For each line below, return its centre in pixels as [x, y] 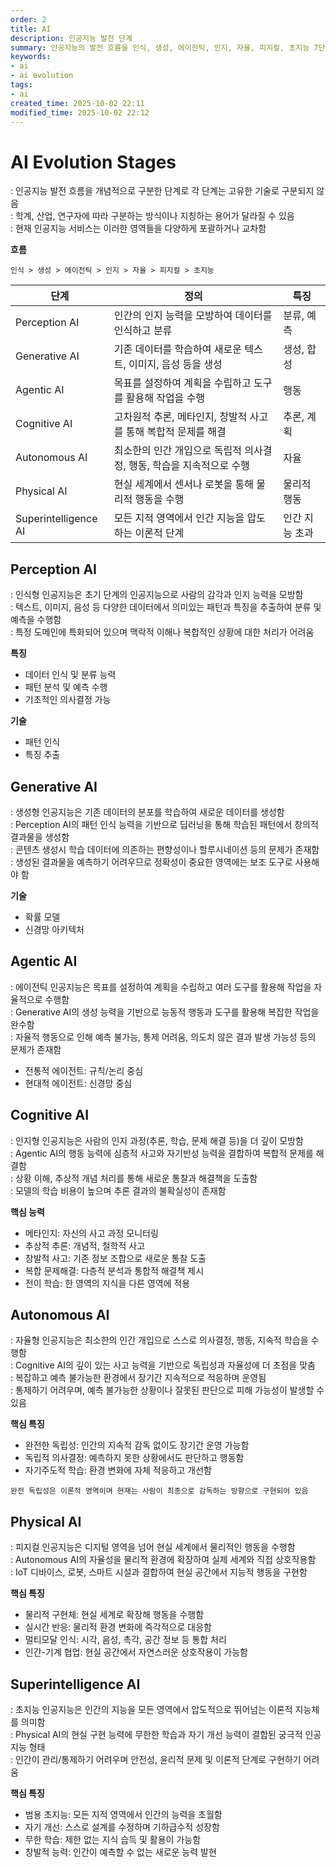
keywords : [31, 57]
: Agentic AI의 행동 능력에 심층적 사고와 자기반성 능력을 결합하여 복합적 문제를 [162, 1153]
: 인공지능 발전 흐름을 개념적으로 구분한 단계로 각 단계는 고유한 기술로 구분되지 [162, 191]
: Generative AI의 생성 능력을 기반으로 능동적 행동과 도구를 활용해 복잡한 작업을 [165, 1012]
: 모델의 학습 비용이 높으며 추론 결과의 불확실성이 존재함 [118, 1190]
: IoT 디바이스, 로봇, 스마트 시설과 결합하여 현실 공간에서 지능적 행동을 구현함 [159, 1572]
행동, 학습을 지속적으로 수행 [189, 466]
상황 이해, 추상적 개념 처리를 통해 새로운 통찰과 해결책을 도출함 [136, 1178]
